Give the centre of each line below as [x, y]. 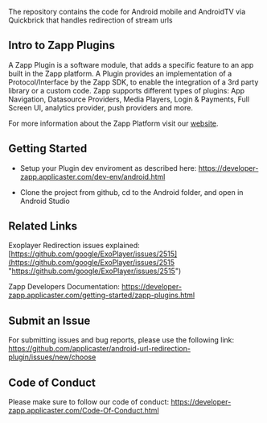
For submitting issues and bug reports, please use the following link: [121, 340]
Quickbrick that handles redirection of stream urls [90, 20]
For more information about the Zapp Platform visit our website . [113, 123]
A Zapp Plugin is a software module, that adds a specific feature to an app [131, 64]
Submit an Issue [49, 320]
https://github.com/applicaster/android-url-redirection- [100, 349]
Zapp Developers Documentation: [64, 287]
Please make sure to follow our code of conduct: [89, 402]
